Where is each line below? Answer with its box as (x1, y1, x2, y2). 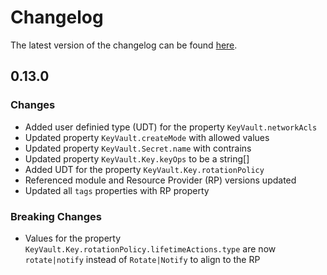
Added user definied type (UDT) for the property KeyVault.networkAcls (24, 121, 318, 133)
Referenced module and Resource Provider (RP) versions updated (24, 174, 297, 186)
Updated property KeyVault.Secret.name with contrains (24, 142, 252, 154)
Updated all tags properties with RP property (24, 184, 210, 196)
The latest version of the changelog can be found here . (10, 39, 238, 51)
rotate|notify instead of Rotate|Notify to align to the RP (24, 253, 261, 265)
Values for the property (24, 232, 122, 244)
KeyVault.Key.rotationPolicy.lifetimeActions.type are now (24, 242, 277, 255)
